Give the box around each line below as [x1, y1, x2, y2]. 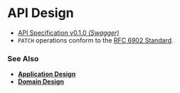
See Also [7, 53, 39, 63]
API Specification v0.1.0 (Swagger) [17, 28, 120, 37]
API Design [7, 5, 74, 21]
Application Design [17, 70, 76, 79]
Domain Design [17, 77, 64, 86]
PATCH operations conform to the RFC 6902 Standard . [17, 35, 174, 44]
